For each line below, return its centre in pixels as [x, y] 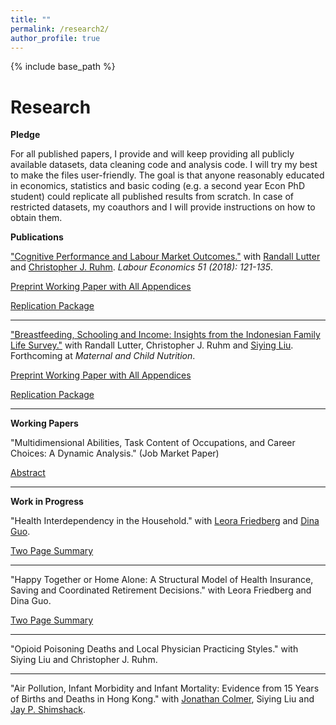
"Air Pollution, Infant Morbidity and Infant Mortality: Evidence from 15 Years [165, 688]
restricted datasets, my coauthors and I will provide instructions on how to [163, 207]
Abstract [28, 473]
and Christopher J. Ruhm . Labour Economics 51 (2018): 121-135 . [142, 267]
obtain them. [36, 218]
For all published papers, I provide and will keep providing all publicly [152, 154]
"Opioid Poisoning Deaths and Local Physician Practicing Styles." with [154, 649]
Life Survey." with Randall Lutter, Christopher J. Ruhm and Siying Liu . [152, 345]
